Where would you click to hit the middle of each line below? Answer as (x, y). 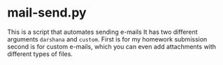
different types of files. (40, 54)
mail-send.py (47, 13)
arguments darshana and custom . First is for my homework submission (107, 39)
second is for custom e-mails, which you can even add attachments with (112, 46)
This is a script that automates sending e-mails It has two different (102, 32)
